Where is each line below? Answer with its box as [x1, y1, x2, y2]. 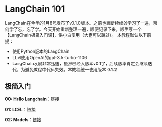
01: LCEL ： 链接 [5, 106, 36, 112]
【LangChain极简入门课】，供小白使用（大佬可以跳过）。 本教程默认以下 [5, 32, 147, 38]
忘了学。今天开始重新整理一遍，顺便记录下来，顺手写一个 [26, 26, 142, 32]
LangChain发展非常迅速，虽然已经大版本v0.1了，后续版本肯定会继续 [12, 61, 148, 66]
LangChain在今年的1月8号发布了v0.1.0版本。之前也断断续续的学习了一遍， [5, 20, 153, 26]
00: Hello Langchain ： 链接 [5, 96, 60, 102]
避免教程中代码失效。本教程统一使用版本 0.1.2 [25, 66, 117, 72]
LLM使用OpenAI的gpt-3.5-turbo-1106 [12, 54, 87, 60]
